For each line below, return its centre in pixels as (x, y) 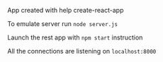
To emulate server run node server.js (63, 24)
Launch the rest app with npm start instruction (75, 37)
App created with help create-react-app (66, 10)
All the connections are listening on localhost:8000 (82, 51)
